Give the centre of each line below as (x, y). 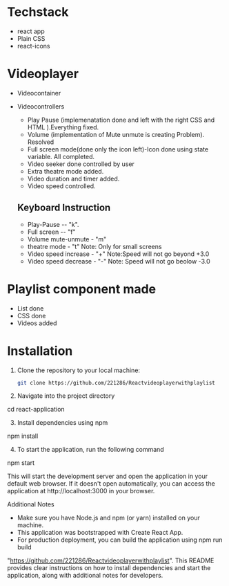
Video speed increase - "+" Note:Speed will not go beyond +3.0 (118, 254)
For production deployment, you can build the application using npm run (120, 540)
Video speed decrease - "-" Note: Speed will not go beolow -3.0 (119, 261)
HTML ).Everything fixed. (63, 127)
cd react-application (36, 410)
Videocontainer (39, 93)
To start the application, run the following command (90, 450)
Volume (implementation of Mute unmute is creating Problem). (116, 134)
